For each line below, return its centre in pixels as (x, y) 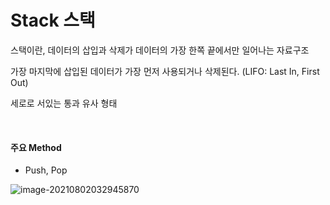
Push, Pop (46, 170)
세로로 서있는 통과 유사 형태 (64, 103)
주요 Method (36, 147)
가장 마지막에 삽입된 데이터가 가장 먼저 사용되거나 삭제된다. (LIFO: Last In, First (165, 71)
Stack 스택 (53, 20)
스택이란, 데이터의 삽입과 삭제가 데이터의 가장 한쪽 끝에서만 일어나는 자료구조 (160, 50)
